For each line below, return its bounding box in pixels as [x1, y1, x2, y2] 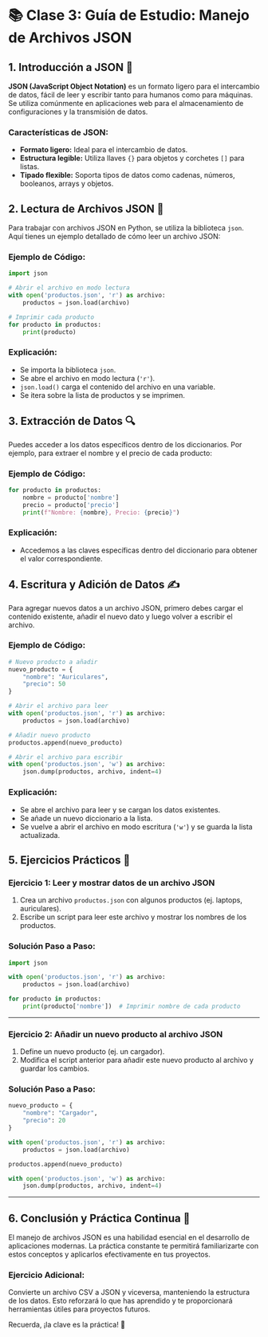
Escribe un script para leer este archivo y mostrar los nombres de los [19, 912, 247, 922]
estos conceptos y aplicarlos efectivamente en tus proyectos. [8, 1249, 211, 1260]
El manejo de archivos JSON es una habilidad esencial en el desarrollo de [8, 1233, 250, 1242]
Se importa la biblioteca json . [19, 364, 116, 375]
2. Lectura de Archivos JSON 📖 [8, 202, 164, 215]
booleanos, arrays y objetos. [19, 179, 114, 188]
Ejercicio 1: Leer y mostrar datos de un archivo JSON [8, 877, 215, 888]
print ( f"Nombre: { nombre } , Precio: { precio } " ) [22, 508, 180, 517]
